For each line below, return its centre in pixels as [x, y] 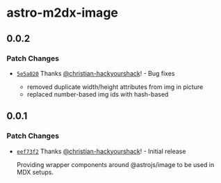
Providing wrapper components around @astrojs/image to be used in [115, 164]
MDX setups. [35, 172]
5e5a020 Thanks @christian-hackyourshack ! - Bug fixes [96, 73]
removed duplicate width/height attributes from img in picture [115, 87]
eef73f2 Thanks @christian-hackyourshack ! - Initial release [101, 151]
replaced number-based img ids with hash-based [98, 94]
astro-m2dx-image [63, 13]
